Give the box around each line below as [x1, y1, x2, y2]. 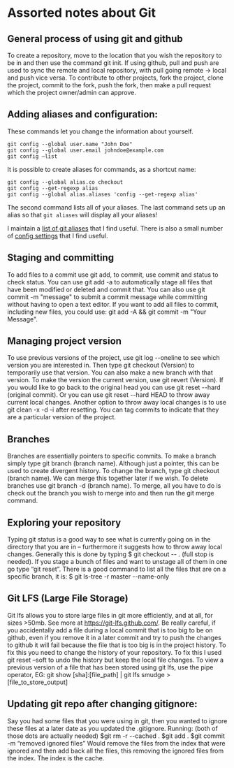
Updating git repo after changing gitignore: [7, 698, 198, 710]
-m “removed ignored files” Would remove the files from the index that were [7, 739, 226, 747]
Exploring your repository [7, 516, 122, 528]
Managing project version [7, 335, 122, 347]
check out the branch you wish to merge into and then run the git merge [7, 489, 214, 498]
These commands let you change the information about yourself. [7, 127, 193, 136]
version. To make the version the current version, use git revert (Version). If [7, 376, 224, 384]
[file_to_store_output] [7, 678, 68, 686]
